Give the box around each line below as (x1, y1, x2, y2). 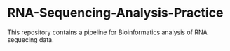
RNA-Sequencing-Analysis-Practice (7, 5, 224, 21)
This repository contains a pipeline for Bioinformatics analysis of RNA (7, 28, 208, 36)
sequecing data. (7, 35, 54, 43)
